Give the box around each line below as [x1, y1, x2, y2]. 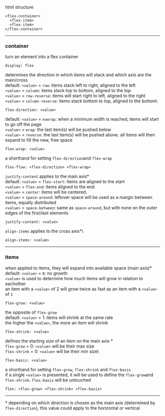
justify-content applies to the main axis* [5, 173, 89, 179]
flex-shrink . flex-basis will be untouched [5, 377, 91, 383]
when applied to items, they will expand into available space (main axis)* [5, 265, 152, 271]
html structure [5, 4, 34, 10]
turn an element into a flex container [5, 54, 79, 60]
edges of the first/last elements [5, 210, 69, 216]
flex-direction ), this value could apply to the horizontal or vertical [5, 405, 140, 411]
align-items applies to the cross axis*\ [5, 228, 83, 234]
